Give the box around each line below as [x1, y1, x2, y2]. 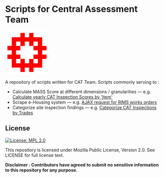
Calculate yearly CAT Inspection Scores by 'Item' [12, 94, 113, 100]
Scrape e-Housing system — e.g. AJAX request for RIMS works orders [12, 99, 158, 105]
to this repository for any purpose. [5, 167, 78, 173]
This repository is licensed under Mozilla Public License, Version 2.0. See [5, 147, 155, 153]
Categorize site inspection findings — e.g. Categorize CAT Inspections [12, 104, 157, 110]
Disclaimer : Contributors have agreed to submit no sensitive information [5, 162, 159, 168]
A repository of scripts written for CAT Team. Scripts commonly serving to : [5, 79, 160, 85]
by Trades [12, 110, 33, 116]
